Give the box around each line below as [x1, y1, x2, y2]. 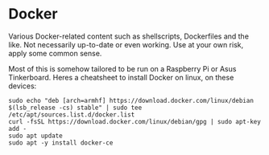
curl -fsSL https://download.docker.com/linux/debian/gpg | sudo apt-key [8, 117, 262, 125]
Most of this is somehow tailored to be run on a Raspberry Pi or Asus [8, 63, 237, 73]
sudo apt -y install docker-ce [8, 138, 114, 147]
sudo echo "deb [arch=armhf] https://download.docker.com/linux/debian [8, 96, 254, 104]
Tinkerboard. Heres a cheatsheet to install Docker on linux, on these [8, 72, 234, 82]
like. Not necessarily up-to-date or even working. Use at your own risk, [8, 39, 244, 49]
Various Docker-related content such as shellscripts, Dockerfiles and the [8, 31, 250, 41]
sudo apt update [8, 132, 63, 140]
